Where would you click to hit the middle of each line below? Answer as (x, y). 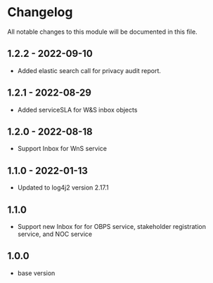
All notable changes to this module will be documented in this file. (103, 32)
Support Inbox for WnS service (62, 149)
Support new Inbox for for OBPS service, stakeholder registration (111, 226)
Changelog (40, 12)
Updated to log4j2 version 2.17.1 (63, 187)
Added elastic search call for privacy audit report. (89, 70)
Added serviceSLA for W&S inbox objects (77, 110)
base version (36, 273)
